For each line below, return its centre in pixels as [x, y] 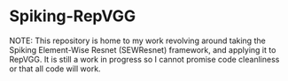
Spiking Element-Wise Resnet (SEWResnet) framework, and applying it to [143, 49]
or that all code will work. [55, 69]
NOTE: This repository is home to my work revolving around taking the [137, 40]
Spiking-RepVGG [73, 16]
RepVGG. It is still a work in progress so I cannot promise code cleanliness [144, 59]
